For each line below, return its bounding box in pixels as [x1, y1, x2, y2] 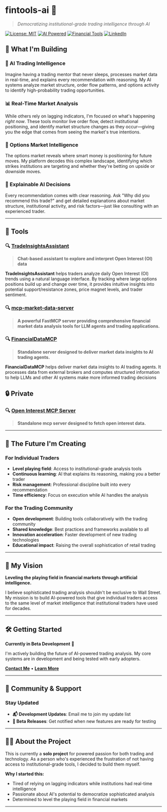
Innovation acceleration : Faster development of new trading [12, 532, 137, 538]
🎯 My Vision [5, 561, 43, 570]
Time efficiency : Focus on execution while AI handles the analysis [12, 492, 149, 498]
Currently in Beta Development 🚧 [5, 641, 75, 647]
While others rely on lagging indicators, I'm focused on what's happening [5, 113, 155, 119]
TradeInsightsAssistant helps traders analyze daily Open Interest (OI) [5, 271, 149, 277]
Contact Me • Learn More [5, 666, 59, 672]
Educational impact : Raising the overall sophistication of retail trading [12, 542, 156, 548]
